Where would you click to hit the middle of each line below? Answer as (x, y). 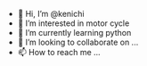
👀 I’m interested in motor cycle (73, 23)
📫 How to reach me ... (59, 52)
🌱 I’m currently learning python (74, 33)
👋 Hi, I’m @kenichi (51, 14)
